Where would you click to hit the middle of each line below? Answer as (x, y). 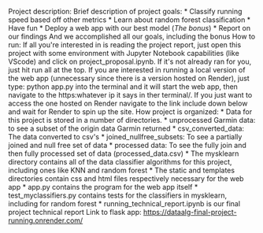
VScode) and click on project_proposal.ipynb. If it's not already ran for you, (130, 61)
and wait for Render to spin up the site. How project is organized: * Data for (130, 112)
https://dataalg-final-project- (190, 212)
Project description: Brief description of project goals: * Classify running (125, 11)
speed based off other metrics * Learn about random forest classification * (130, 20)
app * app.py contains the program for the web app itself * (103, 187)
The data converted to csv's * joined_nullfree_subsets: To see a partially (125, 137)
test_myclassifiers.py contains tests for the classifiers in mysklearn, (117, 195)
